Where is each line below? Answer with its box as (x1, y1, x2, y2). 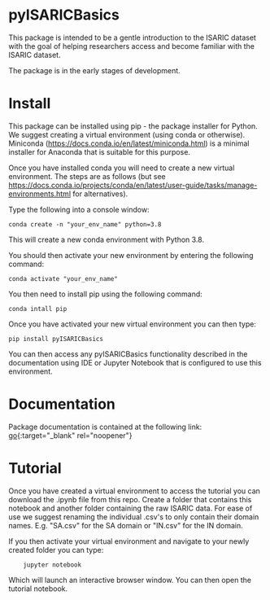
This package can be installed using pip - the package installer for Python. (8, 120, 258, 131)
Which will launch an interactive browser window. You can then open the (8, 575, 252, 585)
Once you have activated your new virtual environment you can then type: (8, 319, 256, 329)
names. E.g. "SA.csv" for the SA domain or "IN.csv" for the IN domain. (8, 520, 243, 530)
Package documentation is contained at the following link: (8, 422, 202, 431)
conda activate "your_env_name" (8, 274, 118, 282)
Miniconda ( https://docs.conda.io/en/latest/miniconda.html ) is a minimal (8, 138, 250, 148)
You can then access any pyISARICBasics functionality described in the (8, 348, 248, 359)
